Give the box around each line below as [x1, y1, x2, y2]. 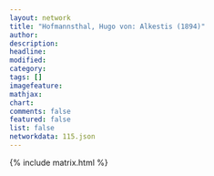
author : [9, 30, 39, 39]
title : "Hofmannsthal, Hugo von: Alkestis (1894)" [9, 22, 206, 31]
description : [9, 38, 59, 48]
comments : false [9, 107, 71, 116]
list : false [9, 124, 55, 133]
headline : [9, 47, 47, 57]
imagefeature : [9, 81, 64, 90]
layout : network [9, 13, 71, 23]
